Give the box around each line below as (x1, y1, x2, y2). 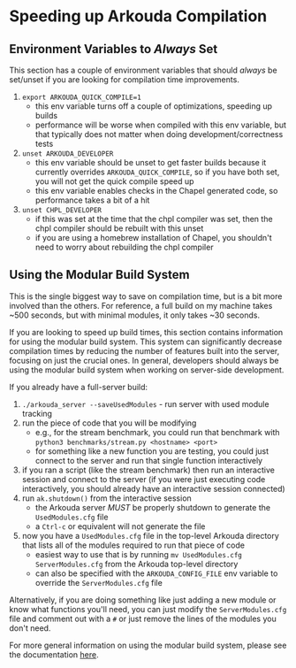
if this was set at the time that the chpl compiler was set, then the (34, 214, 273, 224)
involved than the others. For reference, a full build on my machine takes (9, 300, 273, 311)
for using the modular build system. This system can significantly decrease (9, 336, 283, 347)
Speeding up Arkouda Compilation (9, 6, 268, 27)
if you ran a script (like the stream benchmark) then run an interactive (21, 465, 276, 475)
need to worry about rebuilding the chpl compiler (34, 242, 214, 252)
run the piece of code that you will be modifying (21, 418, 197, 428)
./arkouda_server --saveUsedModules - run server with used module (21, 398, 269, 409)
